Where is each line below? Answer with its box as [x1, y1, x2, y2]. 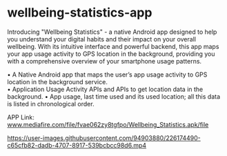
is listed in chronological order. [7, 99, 95, 108]
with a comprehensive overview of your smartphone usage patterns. [7, 57, 202, 65]
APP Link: [7, 113, 34, 121]
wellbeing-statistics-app [7, 5, 152, 21]
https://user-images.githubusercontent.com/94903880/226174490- [7, 133, 201, 142]
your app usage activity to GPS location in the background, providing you [7, 50, 215, 58]
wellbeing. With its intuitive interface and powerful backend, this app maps [7, 42, 219, 50]
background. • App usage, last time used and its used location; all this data [7, 92, 221, 101]
